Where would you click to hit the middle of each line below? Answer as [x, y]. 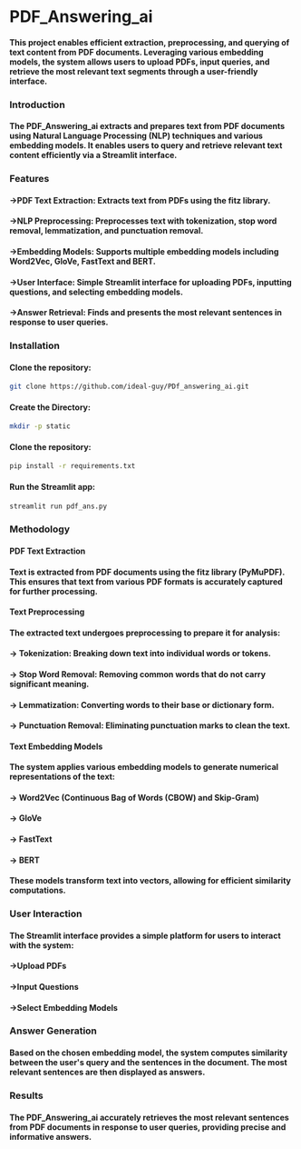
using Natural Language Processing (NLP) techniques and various [136, 136]
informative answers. [51, 1136]
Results [26, 1095]
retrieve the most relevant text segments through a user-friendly [134, 71]
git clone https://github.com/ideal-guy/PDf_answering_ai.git [129, 387]
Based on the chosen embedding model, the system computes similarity [149, 1053]
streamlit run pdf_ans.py [58, 506]
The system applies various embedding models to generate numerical [144, 767]
